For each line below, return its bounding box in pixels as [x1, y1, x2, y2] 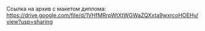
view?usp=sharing [6, 18, 53, 25]
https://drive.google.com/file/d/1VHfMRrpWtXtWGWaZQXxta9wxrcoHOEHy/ [6, 12, 199, 19]
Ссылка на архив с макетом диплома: [6, 5, 106, 12]
